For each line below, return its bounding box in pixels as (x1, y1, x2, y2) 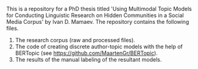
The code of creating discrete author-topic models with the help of (15, 43, 183, 50)
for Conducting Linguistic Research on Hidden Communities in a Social (6, 12, 184, 19)
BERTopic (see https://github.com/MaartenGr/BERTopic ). (15, 49, 158, 57)
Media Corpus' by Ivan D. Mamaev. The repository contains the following (6, 18, 189, 25)
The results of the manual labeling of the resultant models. (15, 56, 162, 63)
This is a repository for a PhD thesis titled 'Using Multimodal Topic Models (6, 5, 192, 12)
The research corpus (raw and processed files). (15, 37, 135, 43)
